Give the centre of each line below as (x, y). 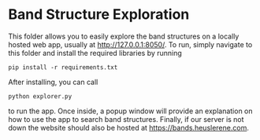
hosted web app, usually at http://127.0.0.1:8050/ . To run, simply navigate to (130, 44)
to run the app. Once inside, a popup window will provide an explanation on (131, 111)
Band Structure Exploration (99, 15)
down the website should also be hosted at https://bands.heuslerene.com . (129, 127)
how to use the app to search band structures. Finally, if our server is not (126, 119)
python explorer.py (40, 96)
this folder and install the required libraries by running (95, 53)
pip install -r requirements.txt (63, 67)
